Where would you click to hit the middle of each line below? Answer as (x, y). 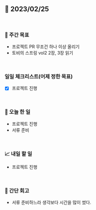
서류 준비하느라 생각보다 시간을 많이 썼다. (51, 203)
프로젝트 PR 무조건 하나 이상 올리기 (46, 47)
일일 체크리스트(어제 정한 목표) (39, 76)
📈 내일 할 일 (19, 153)
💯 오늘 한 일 (18, 112)
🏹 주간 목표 (17, 35)
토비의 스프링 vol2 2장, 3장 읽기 (43, 53)
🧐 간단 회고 (17, 191)
